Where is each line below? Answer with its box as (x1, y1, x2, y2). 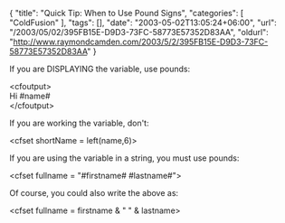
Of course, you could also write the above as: (9, 188, 179, 198)
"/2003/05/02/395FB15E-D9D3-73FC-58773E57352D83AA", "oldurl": (9, 27, 269, 37)
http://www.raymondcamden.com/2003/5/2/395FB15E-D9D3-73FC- (13, 36, 269, 47)
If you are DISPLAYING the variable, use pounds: (9, 63, 191, 74)
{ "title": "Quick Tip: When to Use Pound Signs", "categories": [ (9, 8, 244, 18)
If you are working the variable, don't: (9, 117, 149, 128)
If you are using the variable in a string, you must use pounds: (9, 153, 240, 163)
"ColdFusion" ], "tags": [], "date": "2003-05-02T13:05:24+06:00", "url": (9, 17, 278, 28)
